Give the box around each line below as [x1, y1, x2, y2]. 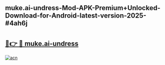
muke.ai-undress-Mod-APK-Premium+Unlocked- [5, 4, 161, 12]
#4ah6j [5, 19, 28, 27]
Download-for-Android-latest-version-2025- [5, 12, 147, 20]
